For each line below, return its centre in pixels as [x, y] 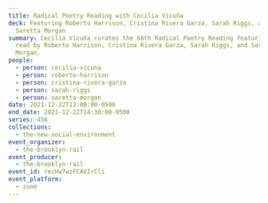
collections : [30, 127]
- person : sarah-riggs [53, 90]
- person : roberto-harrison [62, 75]
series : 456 [28, 120]
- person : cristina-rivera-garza [71, 82]
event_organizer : [37, 142]
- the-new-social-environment [65, 134]
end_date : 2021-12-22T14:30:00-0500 [69, 113]
